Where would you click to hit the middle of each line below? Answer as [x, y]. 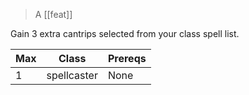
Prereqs [127, 58]
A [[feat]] [53, 14]
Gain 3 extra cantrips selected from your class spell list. [125, 33]
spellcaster [72, 75]
